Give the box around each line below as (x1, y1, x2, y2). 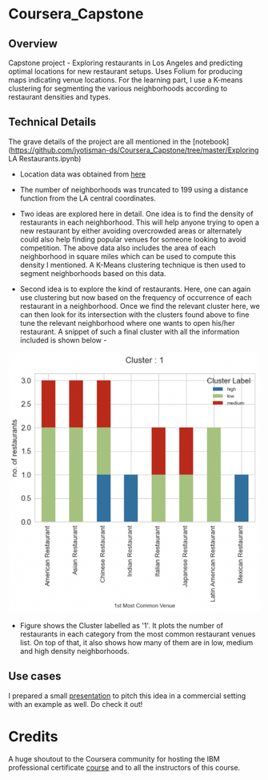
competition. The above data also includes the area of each (19, 242, 216, 253)
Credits (8, 727, 58, 745)
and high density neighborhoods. (19, 646, 130, 656)
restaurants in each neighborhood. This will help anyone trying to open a (19, 217, 260, 227)
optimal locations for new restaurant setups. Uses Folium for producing (8, 67, 242, 76)
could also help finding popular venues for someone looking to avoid (19, 234, 246, 244)
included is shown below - (19, 335, 107, 345)
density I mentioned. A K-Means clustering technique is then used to (19, 260, 246, 270)
